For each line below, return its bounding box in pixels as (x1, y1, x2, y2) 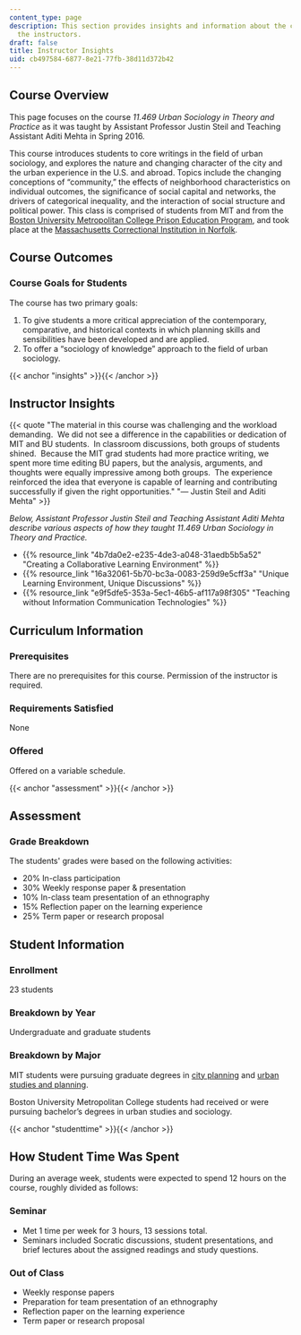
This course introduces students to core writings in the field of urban (9, 148, 263, 158)
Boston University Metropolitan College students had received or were (9, 1096, 269, 1107)
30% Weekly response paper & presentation (21, 883, 186, 894)
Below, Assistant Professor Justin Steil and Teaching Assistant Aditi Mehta (9, 513, 285, 524)
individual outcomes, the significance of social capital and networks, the (9, 185, 276, 197)
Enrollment (9, 963, 58, 976)
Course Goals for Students (9, 277, 128, 289)
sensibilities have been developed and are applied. (21, 333, 210, 345)
